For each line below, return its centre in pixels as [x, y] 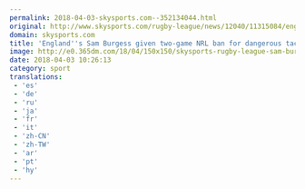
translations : [36, 77]
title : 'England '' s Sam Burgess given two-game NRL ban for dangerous [146, 43]
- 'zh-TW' [32, 144]
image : [22, 52]
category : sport [40, 69]
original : [28, 26]
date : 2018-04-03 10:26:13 [60, 60]
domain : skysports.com [52, 35]
